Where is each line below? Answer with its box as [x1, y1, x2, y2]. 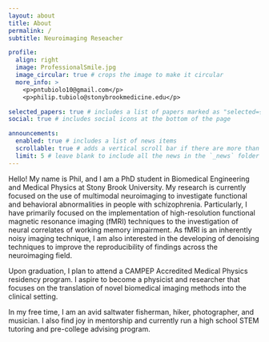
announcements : [8, 130, 59, 138]
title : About [8, 19, 52, 27]
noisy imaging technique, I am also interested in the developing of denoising [8, 233, 260, 243]
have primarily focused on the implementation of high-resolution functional [8, 207, 256, 217]
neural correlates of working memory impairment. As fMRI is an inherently [8, 225, 252, 235]
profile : [8, 49, 38, 57]
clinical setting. [8, 292, 58, 301]
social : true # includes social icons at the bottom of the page [8, 115, 231, 123]
